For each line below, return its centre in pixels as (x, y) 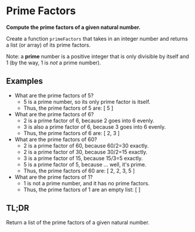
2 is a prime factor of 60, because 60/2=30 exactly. (86, 145)
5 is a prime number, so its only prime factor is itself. (87, 102)
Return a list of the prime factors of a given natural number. (78, 222)
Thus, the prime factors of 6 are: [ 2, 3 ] (71, 133)
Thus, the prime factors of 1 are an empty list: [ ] (82, 189)
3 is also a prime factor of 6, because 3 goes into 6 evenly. (95, 127)
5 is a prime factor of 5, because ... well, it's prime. (85, 164)
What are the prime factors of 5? (54, 95)
